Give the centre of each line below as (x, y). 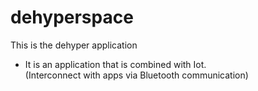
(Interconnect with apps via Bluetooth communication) (136, 75)
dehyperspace (72, 17)
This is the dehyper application (74, 45)
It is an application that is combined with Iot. (115, 64)
